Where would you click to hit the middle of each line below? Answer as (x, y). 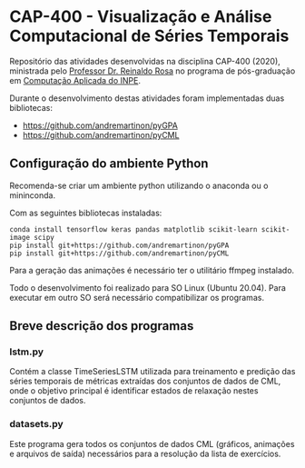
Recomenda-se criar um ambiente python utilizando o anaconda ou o (139, 185)
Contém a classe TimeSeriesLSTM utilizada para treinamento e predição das (152, 372)
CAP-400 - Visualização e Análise (141, 17)
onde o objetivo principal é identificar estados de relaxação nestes (134, 391)
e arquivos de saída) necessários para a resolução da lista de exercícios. (145, 453)
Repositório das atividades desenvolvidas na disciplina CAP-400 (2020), (145, 61)
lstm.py (26, 352)
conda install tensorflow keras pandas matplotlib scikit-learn (133, 229)
